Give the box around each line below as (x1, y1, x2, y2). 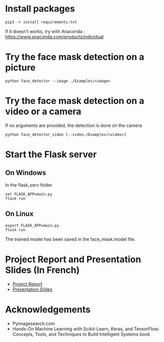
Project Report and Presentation (5, 254, 141, 265)
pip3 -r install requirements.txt (5, 20, 77, 25)
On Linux (5, 210, 34, 218)
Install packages (5, 3, 75, 15)
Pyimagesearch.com (12, 320, 55, 326)
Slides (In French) (5, 264, 80, 276)
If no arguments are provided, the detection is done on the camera (5, 122, 142, 128)
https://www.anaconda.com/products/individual (5, 34, 104, 40)
